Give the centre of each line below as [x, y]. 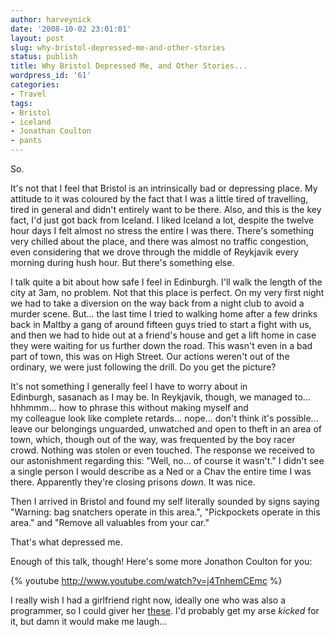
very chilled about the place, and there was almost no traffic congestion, [159, 241]
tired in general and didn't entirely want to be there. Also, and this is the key [166, 209]
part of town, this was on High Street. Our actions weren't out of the [150, 356]
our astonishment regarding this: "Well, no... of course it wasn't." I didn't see [167, 460]
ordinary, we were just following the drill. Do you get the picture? [143, 367]
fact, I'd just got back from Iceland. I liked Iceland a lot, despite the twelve [162, 220]
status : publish [44, 57]
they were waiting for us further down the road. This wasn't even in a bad [161, 345]
